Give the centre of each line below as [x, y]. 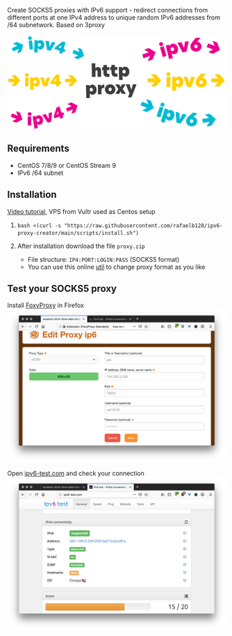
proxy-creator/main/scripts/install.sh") [78, 233]
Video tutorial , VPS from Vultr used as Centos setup [81, 211]
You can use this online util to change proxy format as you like [116, 267]
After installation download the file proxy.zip [81, 246]
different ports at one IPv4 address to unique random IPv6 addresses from [114, 17]
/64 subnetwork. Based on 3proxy [56, 25]
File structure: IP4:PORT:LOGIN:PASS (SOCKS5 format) [103, 259]
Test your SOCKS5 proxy [62, 289]
